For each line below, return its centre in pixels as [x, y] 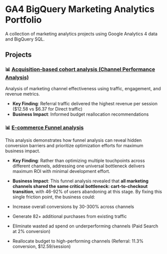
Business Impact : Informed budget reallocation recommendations [80, 114]
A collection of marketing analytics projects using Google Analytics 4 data [81, 34]
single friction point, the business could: [54, 197]
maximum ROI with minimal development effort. [61, 171]
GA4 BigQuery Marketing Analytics [80, 9]
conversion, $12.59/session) [41, 246]
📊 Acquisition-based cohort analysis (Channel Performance [80, 70]
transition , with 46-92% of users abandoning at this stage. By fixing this [87, 191]
